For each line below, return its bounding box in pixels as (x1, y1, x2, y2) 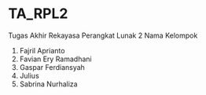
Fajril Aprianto (19, 46, 65, 55)
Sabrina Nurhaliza (19, 79, 78, 89)
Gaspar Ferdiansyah (19, 62, 85, 71)
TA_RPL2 (8, 5, 68, 23)
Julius (19, 71, 39, 80)
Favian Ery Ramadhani (19, 54, 92, 64)
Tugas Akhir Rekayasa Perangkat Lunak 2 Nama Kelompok (8, 31, 198, 40)
